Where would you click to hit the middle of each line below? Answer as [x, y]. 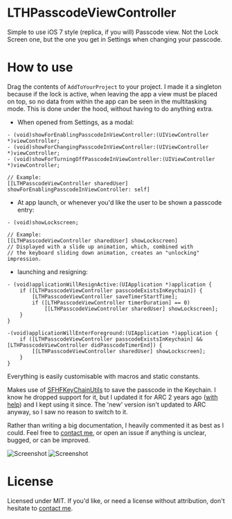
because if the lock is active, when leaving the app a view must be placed [113, 94]
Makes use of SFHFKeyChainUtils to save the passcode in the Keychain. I [111, 389]
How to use [40, 68]
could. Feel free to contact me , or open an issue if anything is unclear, [107, 432]
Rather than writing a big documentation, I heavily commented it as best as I [115, 425]
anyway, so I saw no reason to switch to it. [68, 411]
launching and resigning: [52, 271]
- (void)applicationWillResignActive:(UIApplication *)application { [110, 284]
